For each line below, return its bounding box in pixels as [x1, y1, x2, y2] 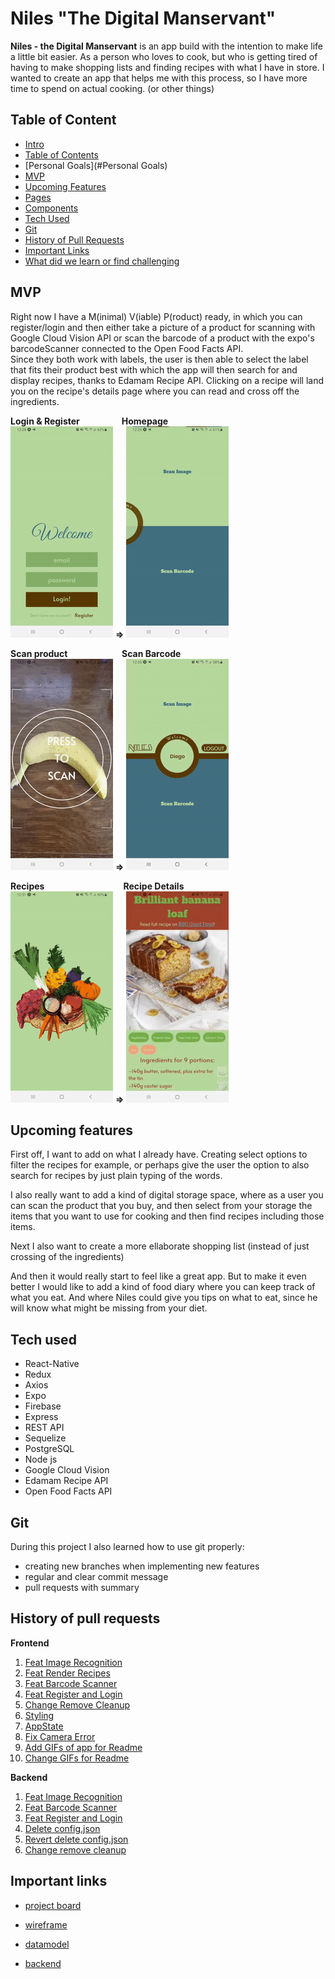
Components [24, 202, 79, 214]
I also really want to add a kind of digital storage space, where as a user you [10, 1189, 324, 1201]
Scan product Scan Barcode [10, 647, 182, 659]
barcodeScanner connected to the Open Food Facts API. [10, 342, 244, 354]
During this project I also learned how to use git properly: [10, 1541, 245, 1552]
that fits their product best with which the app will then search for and [10, 363, 298, 376]
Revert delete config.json [24, 1833, 129, 1845]
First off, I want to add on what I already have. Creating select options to [10, 1148, 308, 1161]
